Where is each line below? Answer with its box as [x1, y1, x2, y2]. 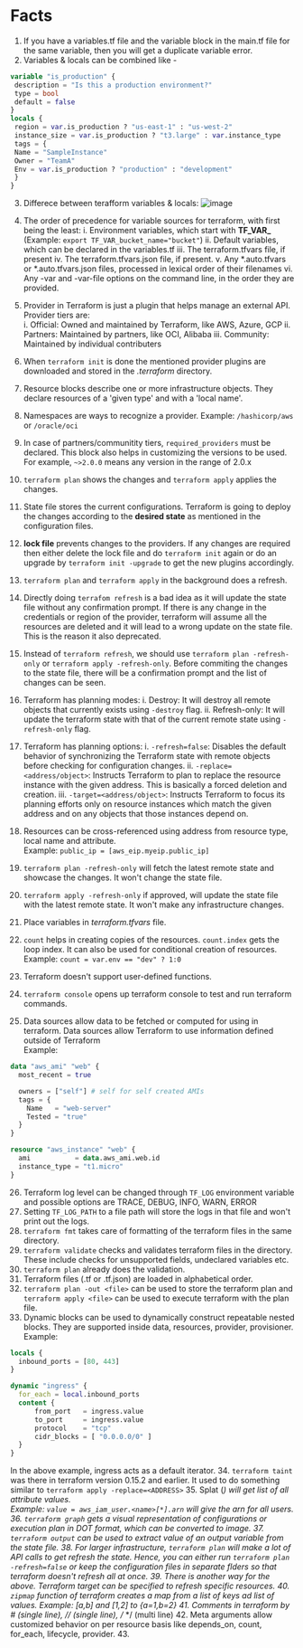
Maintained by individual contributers [23, 338, 161, 349]
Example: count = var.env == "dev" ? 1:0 [23, 953, 181, 964]
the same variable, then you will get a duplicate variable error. [23, 44, 253, 55]
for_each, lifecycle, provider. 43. [10, 1629, 130, 1640]
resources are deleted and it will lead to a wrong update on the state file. [23, 621, 293, 632]
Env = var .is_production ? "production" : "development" [14, 165, 233, 174]
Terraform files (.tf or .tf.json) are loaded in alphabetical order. [23, 1273, 253, 1284]
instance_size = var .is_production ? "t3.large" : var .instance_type [14, 131, 281, 140]
